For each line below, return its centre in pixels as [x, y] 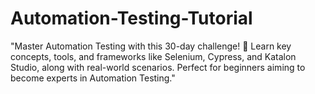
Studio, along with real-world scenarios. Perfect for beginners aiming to [158, 67]
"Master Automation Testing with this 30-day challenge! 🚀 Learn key [151, 46]
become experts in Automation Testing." [93, 78]
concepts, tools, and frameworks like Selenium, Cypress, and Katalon [153, 56]
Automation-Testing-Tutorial [131, 18]
